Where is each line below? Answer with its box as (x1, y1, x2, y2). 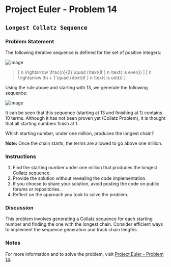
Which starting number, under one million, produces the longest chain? (5, 130, 154, 136)
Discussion (5, 204, 34, 211)
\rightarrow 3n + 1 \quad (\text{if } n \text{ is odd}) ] (17, 74, 126, 81)
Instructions (5, 153, 37, 160)
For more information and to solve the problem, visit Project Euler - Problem (5, 251, 164, 257)
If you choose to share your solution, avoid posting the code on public (12, 181, 159, 187)
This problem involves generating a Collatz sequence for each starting (5, 216, 153, 222)
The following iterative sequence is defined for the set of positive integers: (5, 49, 161, 56)
